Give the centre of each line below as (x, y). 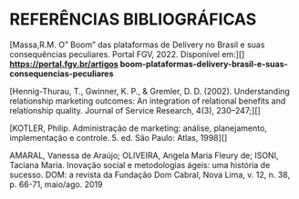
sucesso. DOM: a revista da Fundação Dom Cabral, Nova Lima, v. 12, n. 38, (149, 174)
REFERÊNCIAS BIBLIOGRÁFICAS (133, 20)
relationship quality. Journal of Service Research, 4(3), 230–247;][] (135, 110)
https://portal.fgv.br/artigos (64, 64)
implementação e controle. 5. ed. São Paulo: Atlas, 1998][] (119, 137)
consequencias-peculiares (62, 74)
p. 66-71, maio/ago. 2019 (56, 184)
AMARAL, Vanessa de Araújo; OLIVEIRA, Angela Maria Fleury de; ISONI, (144, 155)
